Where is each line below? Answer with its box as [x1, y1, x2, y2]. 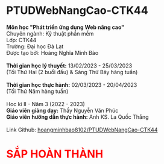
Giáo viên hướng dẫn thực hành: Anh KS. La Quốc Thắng [6, 113, 149, 121]
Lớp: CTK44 [6, 36, 37, 43]
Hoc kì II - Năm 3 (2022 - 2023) [6, 100, 86, 107]
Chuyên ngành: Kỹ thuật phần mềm [6, 30, 94, 37]
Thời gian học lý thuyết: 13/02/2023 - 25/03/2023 [6, 61, 133, 69]
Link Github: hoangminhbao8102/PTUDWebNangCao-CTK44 [6, 126, 158, 133]
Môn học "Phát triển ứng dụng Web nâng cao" [6, 24, 125, 31]
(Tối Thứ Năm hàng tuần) [6, 87, 69, 95]
